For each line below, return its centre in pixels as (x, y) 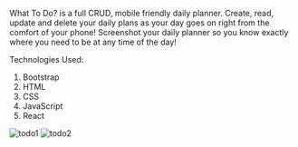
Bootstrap (41, 77)
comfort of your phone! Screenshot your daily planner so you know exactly (149, 32)
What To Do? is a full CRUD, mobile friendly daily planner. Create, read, (142, 13)
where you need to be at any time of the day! (93, 42)
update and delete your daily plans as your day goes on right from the (139, 23)
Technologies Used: (47, 59)
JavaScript (43, 106)
